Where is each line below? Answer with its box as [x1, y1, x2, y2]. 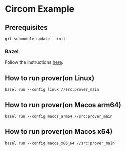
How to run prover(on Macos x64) [5, 127, 113, 136]
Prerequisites [5, 23, 48, 32]
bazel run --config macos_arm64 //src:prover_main [5, 114, 113, 119]
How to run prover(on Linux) [5, 74, 95, 82]
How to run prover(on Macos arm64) [5, 101, 121, 109]
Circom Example [5, 3, 75, 15]
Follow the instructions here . [5, 59, 64, 65]
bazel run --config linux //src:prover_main [5, 87, 99, 92]
